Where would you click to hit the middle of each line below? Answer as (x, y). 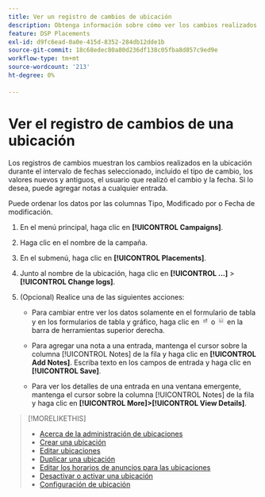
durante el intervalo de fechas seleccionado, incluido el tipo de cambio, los (131, 171)
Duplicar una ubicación (77, 459)
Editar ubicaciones (70, 450)
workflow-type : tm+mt (44, 59)
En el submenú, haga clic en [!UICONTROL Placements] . (113, 258)
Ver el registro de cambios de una (121, 124)
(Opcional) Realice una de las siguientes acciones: (102, 296)
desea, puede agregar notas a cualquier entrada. (88, 188)
